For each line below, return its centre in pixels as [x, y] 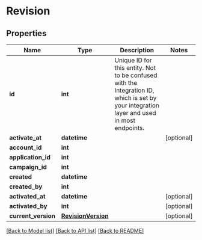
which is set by [136, 98]
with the [126, 83]
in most [125, 120]
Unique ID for [133, 60]
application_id [30, 157]
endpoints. [130, 128]
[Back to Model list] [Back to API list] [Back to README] [75, 231]
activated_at [27, 196]
